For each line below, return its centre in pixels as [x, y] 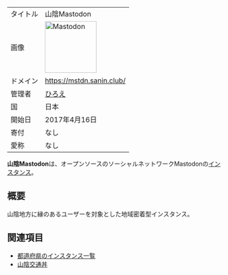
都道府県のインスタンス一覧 [56, 255]
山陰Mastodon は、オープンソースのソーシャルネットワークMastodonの [108, 164]
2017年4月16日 [71, 120]
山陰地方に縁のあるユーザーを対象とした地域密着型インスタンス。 [100, 214]
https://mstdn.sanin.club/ [85, 80]
